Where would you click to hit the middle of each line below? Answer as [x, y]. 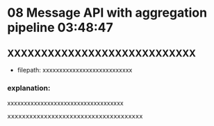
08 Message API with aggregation [107, 13]
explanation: [29, 88]
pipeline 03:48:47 [60, 27]
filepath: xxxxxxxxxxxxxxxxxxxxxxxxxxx [75, 70]
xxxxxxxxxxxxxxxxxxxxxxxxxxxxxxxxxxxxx [75, 117]
